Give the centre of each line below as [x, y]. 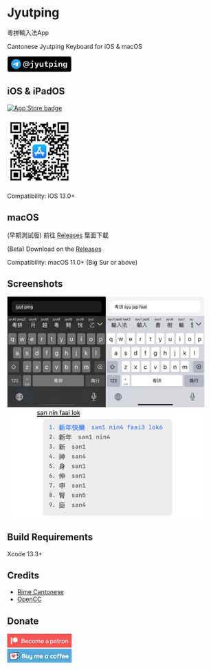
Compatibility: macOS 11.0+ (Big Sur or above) [73, 262]
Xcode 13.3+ [25, 554]
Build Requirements [50, 537]
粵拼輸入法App [28, 32]
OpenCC [29, 599]
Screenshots [35, 284]
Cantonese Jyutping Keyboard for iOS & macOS [75, 46]
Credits [23, 575]
